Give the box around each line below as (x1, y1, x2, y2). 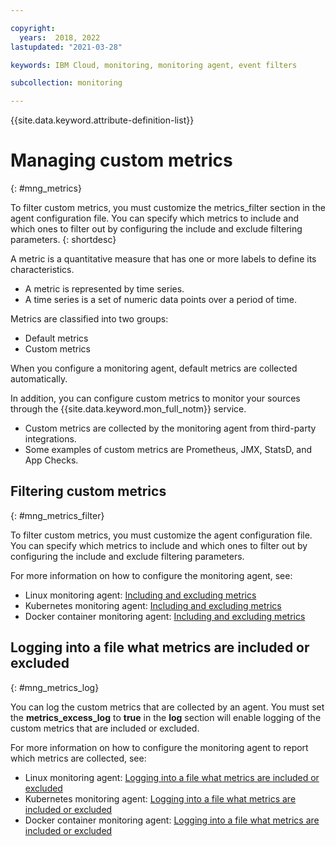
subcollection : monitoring (10, 78, 123, 88)
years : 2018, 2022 (19, 32, 101, 43)
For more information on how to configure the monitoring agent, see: (10, 569, 293, 581)
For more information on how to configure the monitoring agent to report (10, 741, 309, 753)
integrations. (24, 433, 77, 445)
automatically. (10, 373, 68, 385)
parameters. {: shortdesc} (10, 234, 117, 246)
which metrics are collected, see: (10, 752, 147, 764)
